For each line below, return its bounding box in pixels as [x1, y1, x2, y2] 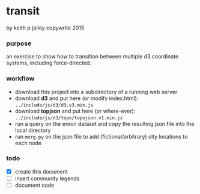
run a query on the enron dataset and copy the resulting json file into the [14, 120, 195, 127]
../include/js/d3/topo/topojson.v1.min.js [14, 114, 123, 121]
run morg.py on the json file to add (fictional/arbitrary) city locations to [14, 133, 188, 140]
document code [14, 181, 55, 189]
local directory [14, 127, 51, 134]
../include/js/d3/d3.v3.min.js [14, 102, 94, 108]
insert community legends [14, 175, 80, 182]
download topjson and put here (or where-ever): [14, 107, 136, 114]
